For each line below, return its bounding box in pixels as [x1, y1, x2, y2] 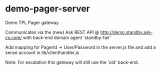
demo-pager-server [5, 3, 90, 14]
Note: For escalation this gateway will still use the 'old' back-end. [5, 59, 139, 65]
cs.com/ [5, 34, 22, 40]
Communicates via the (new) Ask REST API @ [5, 29, 99, 35]
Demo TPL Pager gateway [5, 19, 59, 25]
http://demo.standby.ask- [100, 29, 153, 35]
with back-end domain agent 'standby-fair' [23, 34, 111, 40]
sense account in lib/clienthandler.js [5, 49, 79, 55]
